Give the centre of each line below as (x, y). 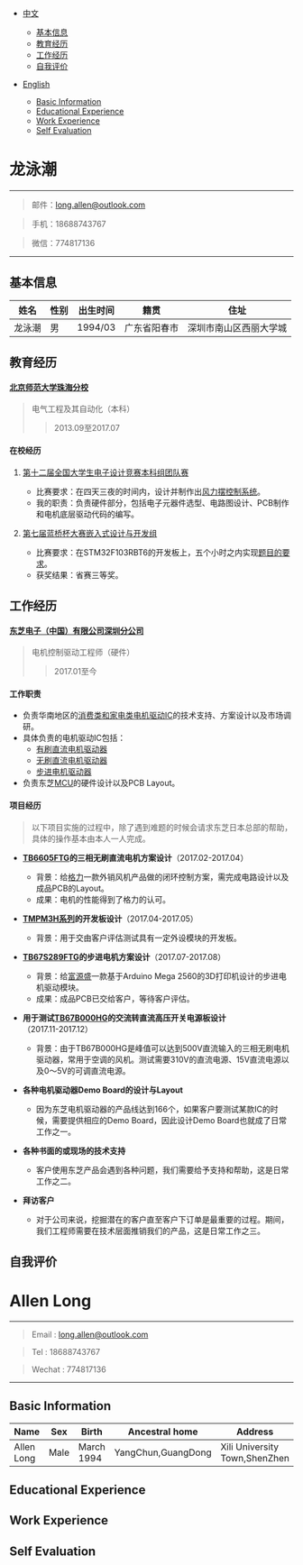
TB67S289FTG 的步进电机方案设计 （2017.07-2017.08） (124, 956)
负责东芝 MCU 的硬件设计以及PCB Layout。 (101, 783)
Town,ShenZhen (255, 1458)
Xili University (250, 1447)
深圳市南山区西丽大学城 (238, 327)
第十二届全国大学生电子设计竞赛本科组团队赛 (106, 472)
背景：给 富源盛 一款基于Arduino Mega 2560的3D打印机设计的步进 (157, 975)
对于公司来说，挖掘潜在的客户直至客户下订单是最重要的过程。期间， (162, 1219)
